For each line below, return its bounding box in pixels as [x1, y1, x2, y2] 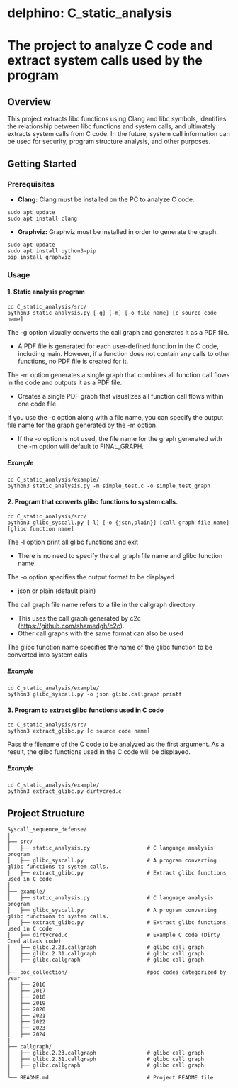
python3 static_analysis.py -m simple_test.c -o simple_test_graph [7, 482, 211, 489]
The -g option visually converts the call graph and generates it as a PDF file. [7, 328, 229, 336]
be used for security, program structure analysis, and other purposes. [7, 137, 211, 146]
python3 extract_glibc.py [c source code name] [7, 728, 151, 735]
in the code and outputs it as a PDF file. [7, 378, 123, 387]
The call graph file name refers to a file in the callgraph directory [7, 601, 195, 609]
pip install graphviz [7, 253, 72, 260]
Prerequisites [7, 179, 55, 189]
